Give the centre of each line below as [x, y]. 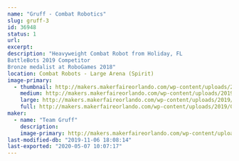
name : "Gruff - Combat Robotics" [57, 14]
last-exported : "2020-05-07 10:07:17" [65, 147]
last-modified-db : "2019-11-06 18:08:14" [70, 140]
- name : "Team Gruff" [46, 120]
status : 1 [22, 34]
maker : [17, 113]
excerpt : [20, 47]
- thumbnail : [33, 87]
